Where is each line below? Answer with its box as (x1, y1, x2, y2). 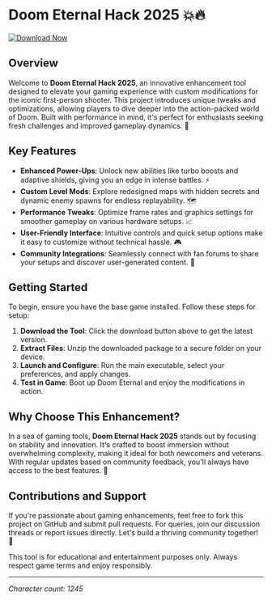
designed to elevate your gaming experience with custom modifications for (8, 87, 259, 96)
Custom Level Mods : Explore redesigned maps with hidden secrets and (19, 186, 261, 196)
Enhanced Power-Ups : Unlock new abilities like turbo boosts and (19, 166, 239, 175)
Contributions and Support (8, 489, 147, 503)
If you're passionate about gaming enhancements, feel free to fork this (8, 511, 244, 520)
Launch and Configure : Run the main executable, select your (19, 361, 225, 370)
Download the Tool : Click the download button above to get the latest (19, 326, 253, 336)
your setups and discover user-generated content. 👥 (19, 257, 196, 267)
